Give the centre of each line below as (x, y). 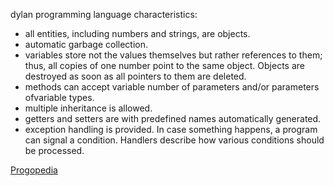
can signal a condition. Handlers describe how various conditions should (174, 140)
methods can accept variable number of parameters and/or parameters (172, 87)
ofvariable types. (59, 97)
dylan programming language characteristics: (104, 14)
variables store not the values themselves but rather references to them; (173, 55)
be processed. (54, 150)
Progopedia (34, 170)
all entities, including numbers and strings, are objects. (137, 33)
